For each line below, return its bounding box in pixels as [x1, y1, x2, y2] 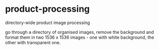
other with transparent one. [5, 39, 61, 45]
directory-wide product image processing [5, 20, 90, 25]
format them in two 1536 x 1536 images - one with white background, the [5, 34, 155, 40]
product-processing [5, 3, 90, 15]
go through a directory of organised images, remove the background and [5, 29, 155, 35]
